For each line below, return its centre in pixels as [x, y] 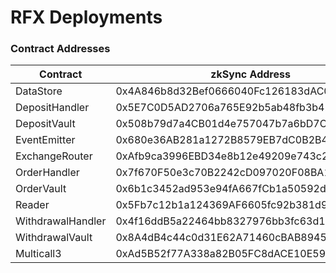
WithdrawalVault [54, 238]
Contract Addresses [60, 49]
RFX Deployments [86, 17]
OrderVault [41, 189]
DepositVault [45, 124]
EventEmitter [45, 140]
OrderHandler [47, 173]
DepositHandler [52, 108]
